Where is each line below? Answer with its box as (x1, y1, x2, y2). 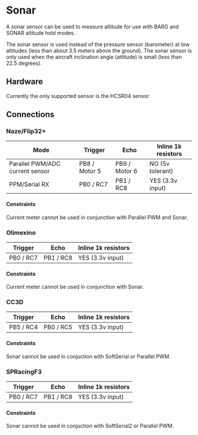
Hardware (6, 77, 43, 87)
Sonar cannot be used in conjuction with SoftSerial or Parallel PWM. (6, 352, 171, 360)
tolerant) (149, 167, 174, 175)
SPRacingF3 (6, 367, 42, 375)
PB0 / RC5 (43, 323, 72, 331)
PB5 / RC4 (9, 323, 38, 331)
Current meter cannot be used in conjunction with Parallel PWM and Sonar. (6, 214, 189, 221)
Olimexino (6, 228, 36, 237)
